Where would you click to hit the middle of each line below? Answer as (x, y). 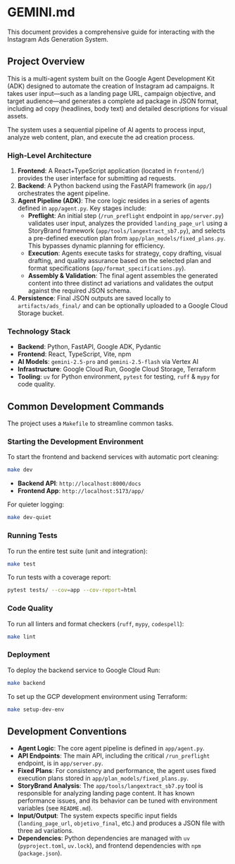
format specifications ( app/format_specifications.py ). (107, 268)
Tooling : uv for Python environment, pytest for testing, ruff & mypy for (119, 377)
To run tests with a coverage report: (59, 577)
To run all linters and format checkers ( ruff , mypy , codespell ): (96, 623)
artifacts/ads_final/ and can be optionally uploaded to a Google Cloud (123, 306)
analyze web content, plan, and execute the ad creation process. (101, 137)
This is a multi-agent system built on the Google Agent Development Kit (111, 78)
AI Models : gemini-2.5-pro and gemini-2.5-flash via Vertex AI (108, 362)
